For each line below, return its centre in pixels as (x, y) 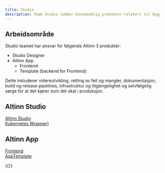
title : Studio (20, 10)
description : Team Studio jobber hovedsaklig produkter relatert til (78, 14)
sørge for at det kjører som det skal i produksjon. (55, 91)
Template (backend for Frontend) (53, 71)
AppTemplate (18, 156)
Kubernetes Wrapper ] (27, 124)
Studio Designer (28, 56)
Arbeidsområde (30, 34)
